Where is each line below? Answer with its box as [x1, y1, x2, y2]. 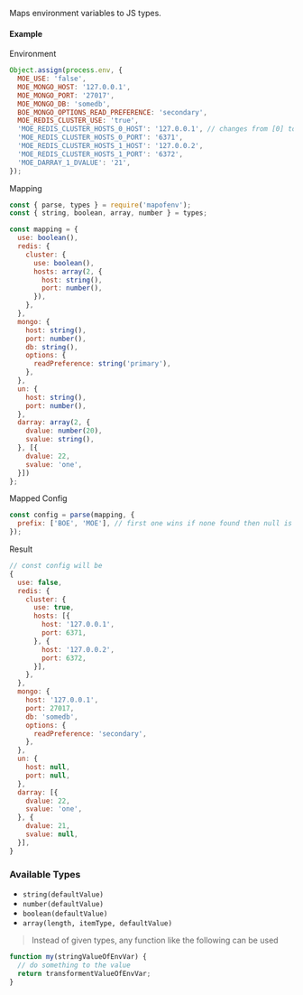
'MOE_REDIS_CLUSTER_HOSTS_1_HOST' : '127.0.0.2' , [17, 142, 204, 151]
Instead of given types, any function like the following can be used [31, 935, 279, 945]
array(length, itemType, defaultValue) [22, 919, 173, 928]
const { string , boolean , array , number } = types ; [9, 209, 207, 218]
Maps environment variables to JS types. [9, 8, 162, 18]
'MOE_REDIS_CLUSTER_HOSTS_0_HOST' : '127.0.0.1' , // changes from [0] [17, 125, 284, 134]
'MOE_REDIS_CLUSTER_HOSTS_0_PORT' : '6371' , [17, 133, 183, 143]
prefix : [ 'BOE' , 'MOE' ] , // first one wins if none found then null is [17, 519, 293, 528]
